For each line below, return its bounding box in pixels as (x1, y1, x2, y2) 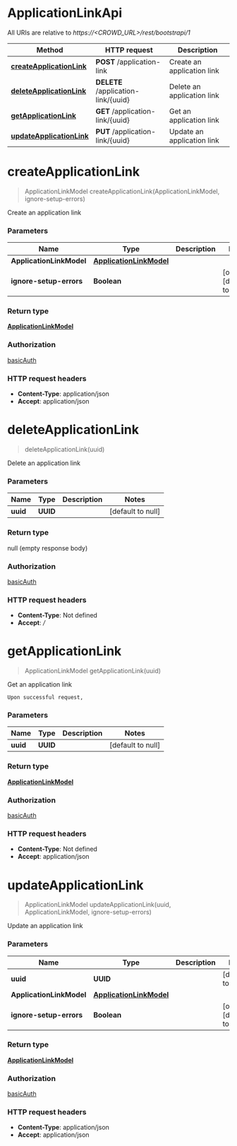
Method (36, 44, 63, 54)
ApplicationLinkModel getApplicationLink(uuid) (24, 667, 161, 675)
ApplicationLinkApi (7, 5, 123, 21)
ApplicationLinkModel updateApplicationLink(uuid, (24, 900, 171, 909)
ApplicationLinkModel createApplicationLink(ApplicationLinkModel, (24, 187, 220, 195)
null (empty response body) (7, 543, 88, 552)
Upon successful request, (7, 694, 83, 701)
